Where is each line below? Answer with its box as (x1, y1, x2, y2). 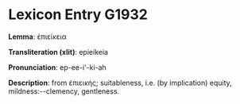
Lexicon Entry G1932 (8, 6, 149, 24)
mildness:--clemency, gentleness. (8, 86, 120, 96)
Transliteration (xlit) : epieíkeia (8, 47, 109, 56)
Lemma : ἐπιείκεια (8, 32, 68, 41)
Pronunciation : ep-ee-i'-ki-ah (8, 62, 107, 72)
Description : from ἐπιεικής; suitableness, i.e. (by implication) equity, (8, 78, 232, 87)
